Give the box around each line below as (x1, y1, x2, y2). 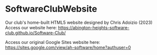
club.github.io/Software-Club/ (5, 30, 66, 36)
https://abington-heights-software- (58, 24, 130, 30)
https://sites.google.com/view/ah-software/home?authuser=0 (5, 44, 131, 50)
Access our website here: (5, 24, 57, 30)
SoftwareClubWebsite (5, 3, 97, 15)
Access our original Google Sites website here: (5, 39, 100, 45)
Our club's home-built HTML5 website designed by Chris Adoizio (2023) (5, 19, 153, 25)
